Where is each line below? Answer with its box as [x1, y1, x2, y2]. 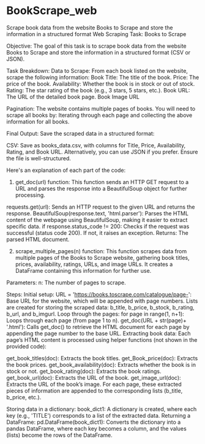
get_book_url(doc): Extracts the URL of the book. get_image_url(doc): [6, 374, 182, 381]
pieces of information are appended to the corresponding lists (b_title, [6, 387, 183, 394]
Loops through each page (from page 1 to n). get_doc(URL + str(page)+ [6, 316, 187, 324]
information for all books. [6, 117, 70, 125]
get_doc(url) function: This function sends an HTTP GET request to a [15, 178, 189, 185]
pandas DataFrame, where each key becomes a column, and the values [6, 424, 187, 432]
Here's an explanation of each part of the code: [6, 166, 126, 174]
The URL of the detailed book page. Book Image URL [6, 93, 140, 100]
